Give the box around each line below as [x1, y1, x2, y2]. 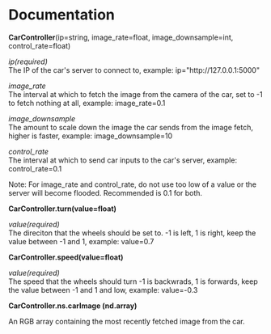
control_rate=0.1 [8, 163, 62, 173]
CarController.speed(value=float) [8, 252, 124, 262]
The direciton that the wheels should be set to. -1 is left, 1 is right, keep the [8, 228, 256, 238]
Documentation [8, 6, 116, 24]
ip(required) [8, 57, 49, 66]
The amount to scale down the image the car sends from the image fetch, [8, 122, 253, 132]
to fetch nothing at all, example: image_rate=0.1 [8, 98, 166, 108]
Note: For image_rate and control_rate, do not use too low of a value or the [8, 180, 257, 189]
